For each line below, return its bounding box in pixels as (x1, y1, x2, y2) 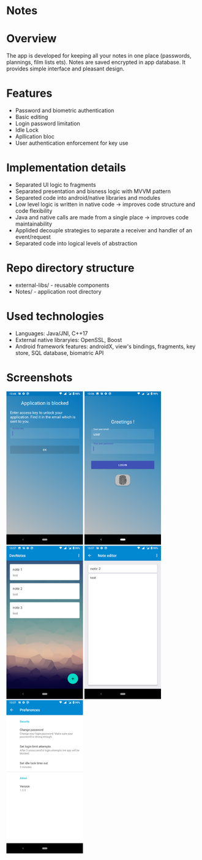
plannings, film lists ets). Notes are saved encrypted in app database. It (6, 59, 185, 66)
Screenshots (6, 371, 73, 385)
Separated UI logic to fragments (15, 181, 96, 188)
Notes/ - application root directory (15, 287, 102, 295)
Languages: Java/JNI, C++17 (15, 329, 88, 337)
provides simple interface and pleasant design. (6, 65, 125, 72)
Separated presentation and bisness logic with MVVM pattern (15, 188, 171, 195)
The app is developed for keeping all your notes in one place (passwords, (6, 52, 192, 59)
